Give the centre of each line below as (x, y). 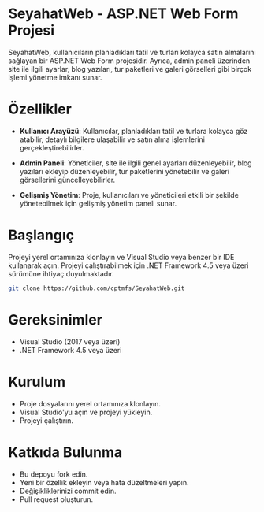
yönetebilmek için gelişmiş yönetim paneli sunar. (98, 203)
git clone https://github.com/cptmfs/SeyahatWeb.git (97, 288)
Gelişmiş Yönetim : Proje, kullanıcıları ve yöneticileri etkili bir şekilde (129, 195)
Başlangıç (41, 235)
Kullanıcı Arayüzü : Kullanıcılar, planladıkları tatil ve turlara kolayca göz (134, 131)
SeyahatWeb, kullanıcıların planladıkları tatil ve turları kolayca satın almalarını (132, 52)
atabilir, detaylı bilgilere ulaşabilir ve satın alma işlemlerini (112, 139)
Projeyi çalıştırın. (46, 420)
